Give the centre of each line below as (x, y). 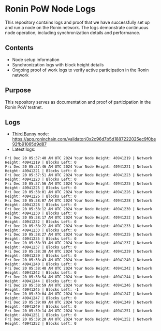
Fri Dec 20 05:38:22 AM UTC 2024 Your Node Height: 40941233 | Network (79, 226)
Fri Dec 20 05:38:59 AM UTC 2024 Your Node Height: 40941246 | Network (79, 285)
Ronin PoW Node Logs (50, 9)
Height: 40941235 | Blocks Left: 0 (41, 239)
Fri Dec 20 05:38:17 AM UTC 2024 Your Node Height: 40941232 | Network (79, 218)
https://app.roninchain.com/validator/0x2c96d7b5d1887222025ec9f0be (84, 139)
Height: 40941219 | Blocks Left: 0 (41, 163)
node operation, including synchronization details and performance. (73, 32)
